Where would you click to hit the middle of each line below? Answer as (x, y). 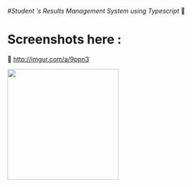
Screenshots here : (65, 40)
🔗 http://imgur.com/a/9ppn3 (48, 59)
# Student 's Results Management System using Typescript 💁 (96, 11)
